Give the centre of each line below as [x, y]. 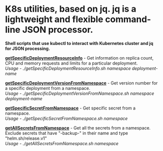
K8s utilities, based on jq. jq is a [71, 9]
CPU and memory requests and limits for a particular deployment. [71, 63]
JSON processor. [57, 30]
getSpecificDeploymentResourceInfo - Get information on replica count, [79, 58]
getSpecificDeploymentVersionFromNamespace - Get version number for [81, 83]
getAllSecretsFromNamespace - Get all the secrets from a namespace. [78, 128]
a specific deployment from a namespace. [48, 88]
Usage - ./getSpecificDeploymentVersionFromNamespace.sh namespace [80, 93]
